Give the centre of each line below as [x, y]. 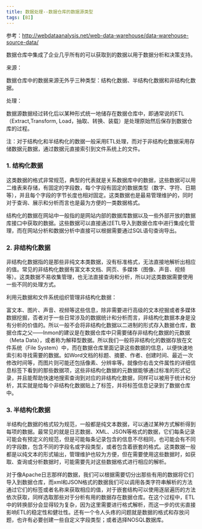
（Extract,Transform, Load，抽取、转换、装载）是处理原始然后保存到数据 [97, 121]
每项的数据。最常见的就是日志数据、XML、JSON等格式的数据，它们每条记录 [101, 432]
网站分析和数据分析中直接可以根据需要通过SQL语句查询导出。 [103, 230]
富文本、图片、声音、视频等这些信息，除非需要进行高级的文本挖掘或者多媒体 [101, 310]
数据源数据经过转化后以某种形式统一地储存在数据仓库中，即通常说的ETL [95, 113]
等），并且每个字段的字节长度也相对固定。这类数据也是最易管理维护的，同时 [100, 195]
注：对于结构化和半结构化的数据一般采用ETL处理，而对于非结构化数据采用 [98, 141]
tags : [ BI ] [20, 17]
